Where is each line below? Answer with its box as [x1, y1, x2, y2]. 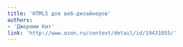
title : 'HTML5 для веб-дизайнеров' [7, 10, 111, 17]
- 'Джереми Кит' [7, 23, 55, 30]
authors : [7, 17, 33, 23]
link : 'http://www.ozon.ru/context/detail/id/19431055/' [7, 29, 177, 37]
